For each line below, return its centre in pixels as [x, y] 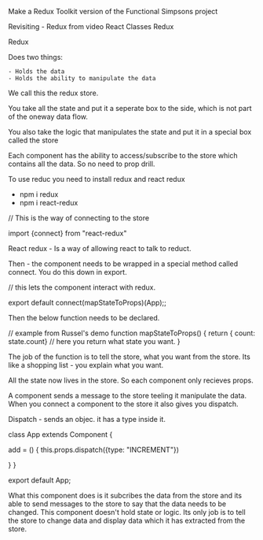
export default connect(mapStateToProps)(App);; [87, 303]
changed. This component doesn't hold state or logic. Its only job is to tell [127, 512]
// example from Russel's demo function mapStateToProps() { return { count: [131, 333]
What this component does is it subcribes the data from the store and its [125, 496]
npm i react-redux [49, 203]
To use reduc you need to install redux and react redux [97, 179]
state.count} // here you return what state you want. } [94, 341]
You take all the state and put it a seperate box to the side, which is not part [130, 108]
